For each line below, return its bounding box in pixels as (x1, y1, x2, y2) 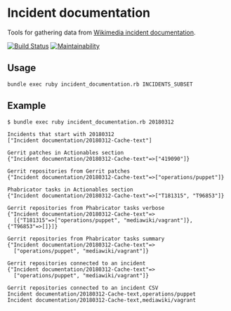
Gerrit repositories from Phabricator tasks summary (7, 235, 165, 242)
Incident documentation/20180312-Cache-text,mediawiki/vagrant (7, 296, 197, 303)
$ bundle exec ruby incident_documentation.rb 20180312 (7, 118, 174, 126)
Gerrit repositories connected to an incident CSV (7, 284, 159, 291)
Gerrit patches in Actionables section (7, 149, 124, 156)
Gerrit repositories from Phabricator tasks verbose (7, 204, 165, 211)
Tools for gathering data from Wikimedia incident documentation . (7, 28, 196, 37)
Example (7, 100, 46, 112)
